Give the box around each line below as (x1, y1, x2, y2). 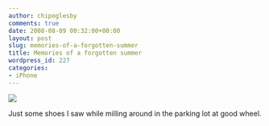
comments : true (8, 19, 60, 27)
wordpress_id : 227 (8, 57, 70, 65)
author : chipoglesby (8, 11, 78, 20)
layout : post (8, 34, 52, 43)
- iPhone (8, 71, 38, 79)
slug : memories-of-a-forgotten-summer (8, 42, 139, 50)
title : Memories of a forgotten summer (8, 49, 143, 57)
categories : (8, 64, 48, 72)
